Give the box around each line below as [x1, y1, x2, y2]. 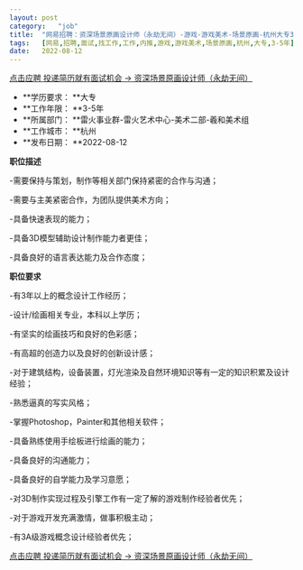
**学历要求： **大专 [22, 92, 96, 103]
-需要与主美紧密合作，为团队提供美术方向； [9, 195, 171, 206]
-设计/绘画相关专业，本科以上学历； [9, 309, 142, 320]
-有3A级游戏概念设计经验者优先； [9, 531, 134, 542]
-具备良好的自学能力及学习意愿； [9, 474, 133, 485]
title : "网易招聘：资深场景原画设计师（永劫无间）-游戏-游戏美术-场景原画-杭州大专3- [9, 30, 298, 39]
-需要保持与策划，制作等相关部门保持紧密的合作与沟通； [9, 175, 219, 186]
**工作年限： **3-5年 [22, 103, 105, 114]
